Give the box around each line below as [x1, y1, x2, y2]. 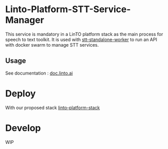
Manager [5, 14, 44, 26]
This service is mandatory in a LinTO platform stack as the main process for [5, 31, 163, 37]
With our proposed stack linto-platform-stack [5, 104, 100, 110]
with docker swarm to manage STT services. [5, 42, 99, 48]
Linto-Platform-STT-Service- [5, 4, 131, 15]
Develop [5, 122, 41, 134]
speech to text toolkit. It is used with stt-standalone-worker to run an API [5, 36, 157, 43]
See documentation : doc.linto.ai [5, 70, 73, 76]
